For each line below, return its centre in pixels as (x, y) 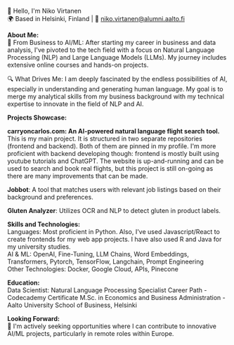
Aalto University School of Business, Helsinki (72, 305)
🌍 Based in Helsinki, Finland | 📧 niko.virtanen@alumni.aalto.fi (96, 19)
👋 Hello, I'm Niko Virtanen (45, 11)
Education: (24, 282)
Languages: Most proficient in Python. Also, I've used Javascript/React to (113, 232)
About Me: (23, 35)
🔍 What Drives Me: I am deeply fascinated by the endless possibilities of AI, (117, 79)
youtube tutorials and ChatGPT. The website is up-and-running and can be (116, 161)
